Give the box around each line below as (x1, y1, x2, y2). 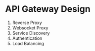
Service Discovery (12, 30, 50, 36)
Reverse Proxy (12, 20, 42, 25)
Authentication (12, 35, 43, 41)
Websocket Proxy (12, 25, 48, 30)
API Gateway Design (5, 3, 91, 15)
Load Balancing (12, 40, 45, 46)
